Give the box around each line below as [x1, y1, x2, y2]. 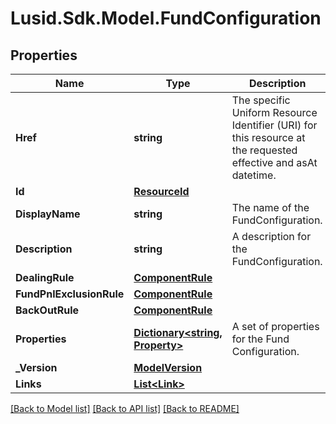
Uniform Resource [231, 106, 318, 119]
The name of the [231, 201, 310, 214]
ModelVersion [133, 361, 203, 374]
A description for [231, 230, 312, 243]
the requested [231, 143, 298, 157]
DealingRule [15, 271, 75, 284]
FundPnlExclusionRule [15, 287, 125, 301]
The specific [231, 93, 291, 107]
